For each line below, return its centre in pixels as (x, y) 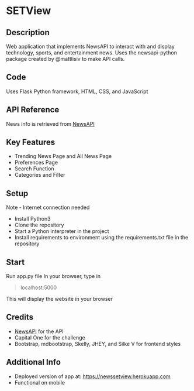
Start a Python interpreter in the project (62, 231)
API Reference (33, 110)
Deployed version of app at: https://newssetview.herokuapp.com (92, 376)
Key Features (31, 143)
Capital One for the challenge (50, 337)
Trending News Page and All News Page (63, 156)
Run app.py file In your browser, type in (53, 276)
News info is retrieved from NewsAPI (50, 124)
